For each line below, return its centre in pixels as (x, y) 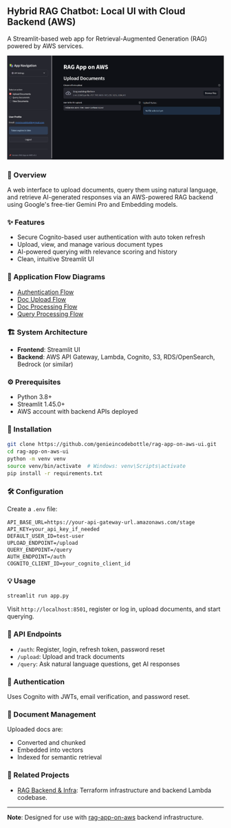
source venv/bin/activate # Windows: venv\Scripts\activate (97, 467)
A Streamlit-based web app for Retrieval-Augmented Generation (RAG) (107, 38)
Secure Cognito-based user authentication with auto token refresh (111, 237)
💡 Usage (22, 581)
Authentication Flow (45, 292)
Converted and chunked (51, 743)
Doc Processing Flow (47, 306)
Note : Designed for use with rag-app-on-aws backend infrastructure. (106, 817)
